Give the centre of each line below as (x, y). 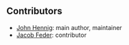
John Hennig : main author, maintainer (69, 27)
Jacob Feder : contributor (51, 35)
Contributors (34, 11)
